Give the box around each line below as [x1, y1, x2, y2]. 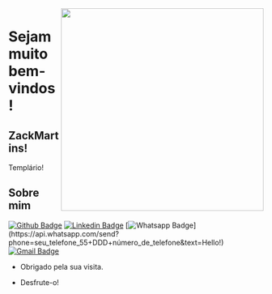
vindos [8, 79, 56, 98]
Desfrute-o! [19, 277, 59, 287]
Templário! [8, 163, 45, 173]
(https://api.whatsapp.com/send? [8, 228, 120, 238]
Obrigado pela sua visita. [19, 262, 104, 271]
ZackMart [8, 129, 59, 143]
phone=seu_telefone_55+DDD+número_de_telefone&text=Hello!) [8, 237, 224, 247]
